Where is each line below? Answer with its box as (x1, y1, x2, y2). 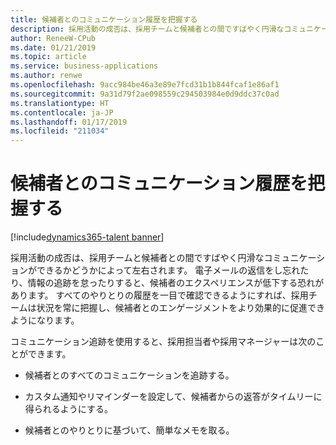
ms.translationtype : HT (10, 98, 110, 108)
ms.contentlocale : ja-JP (10, 107, 114, 118)
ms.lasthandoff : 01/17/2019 (10, 117, 128, 127)
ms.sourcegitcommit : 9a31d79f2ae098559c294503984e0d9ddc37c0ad (10, 89, 280, 99)
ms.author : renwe (10, 71, 83, 81)
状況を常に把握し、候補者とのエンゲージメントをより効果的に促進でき (36, 302, 325, 314)
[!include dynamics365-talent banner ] (10, 231, 165, 243)
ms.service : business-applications (10, 61, 159, 71)
